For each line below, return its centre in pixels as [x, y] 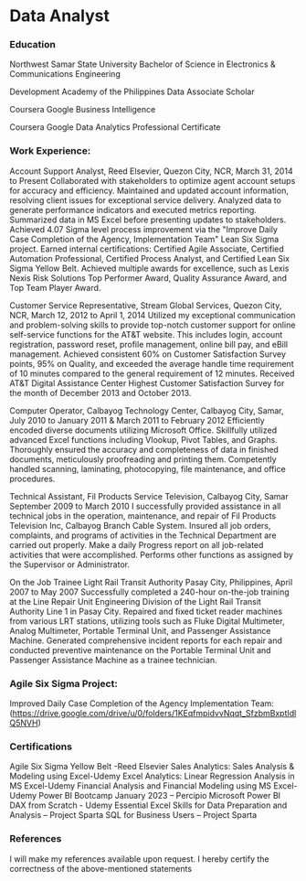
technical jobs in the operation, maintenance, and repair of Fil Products [143, 516]
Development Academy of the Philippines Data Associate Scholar [132, 91]
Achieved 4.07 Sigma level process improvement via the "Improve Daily [144, 229]
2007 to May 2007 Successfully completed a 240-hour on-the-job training [149, 592]
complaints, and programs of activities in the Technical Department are [143, 535]
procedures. [32, 478]
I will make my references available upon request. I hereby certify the [139, 859]
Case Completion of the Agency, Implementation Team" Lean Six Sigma [144, 239]
